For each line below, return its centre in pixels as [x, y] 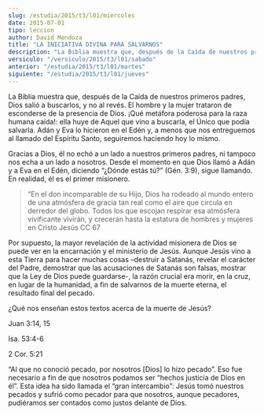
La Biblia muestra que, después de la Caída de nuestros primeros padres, [127, 96]
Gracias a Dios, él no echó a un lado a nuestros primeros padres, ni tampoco [132, 154]
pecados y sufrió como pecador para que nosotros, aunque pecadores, [124, 394]
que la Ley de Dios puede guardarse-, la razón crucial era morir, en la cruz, [130, 276]
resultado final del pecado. [51, 293]
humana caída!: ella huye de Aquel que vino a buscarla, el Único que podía [129, 121]
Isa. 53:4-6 [26, 339]
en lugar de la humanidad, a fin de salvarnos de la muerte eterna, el [117, 284]
